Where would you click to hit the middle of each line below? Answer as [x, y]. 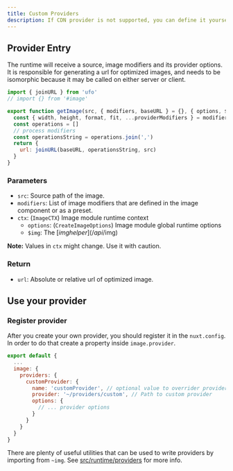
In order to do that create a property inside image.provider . [92, 343]
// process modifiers [45, 130]
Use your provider [47, 301]
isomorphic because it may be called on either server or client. [96, 80]
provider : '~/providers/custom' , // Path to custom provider [122, 395]
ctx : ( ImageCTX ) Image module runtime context [83, 218]
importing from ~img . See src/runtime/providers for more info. [95, 460]
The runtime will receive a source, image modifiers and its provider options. [115, 65]
